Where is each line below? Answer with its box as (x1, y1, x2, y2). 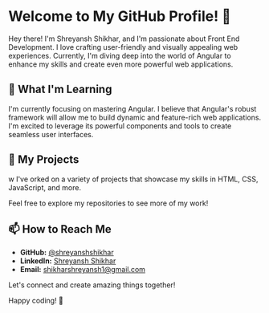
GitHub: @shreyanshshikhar (19, 248, 114, 258)
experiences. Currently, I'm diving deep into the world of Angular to (8, 51, 231, 60)
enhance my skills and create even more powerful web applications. (8, 59, 234, 69)
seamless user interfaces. (8, 129, 94, 139)
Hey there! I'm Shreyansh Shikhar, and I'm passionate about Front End (8, 34, 240, 43)
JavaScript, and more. (8, 182, 82, 192)
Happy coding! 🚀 (8, 296, 64, 306)
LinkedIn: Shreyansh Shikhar (19, 256, 116, 266)
